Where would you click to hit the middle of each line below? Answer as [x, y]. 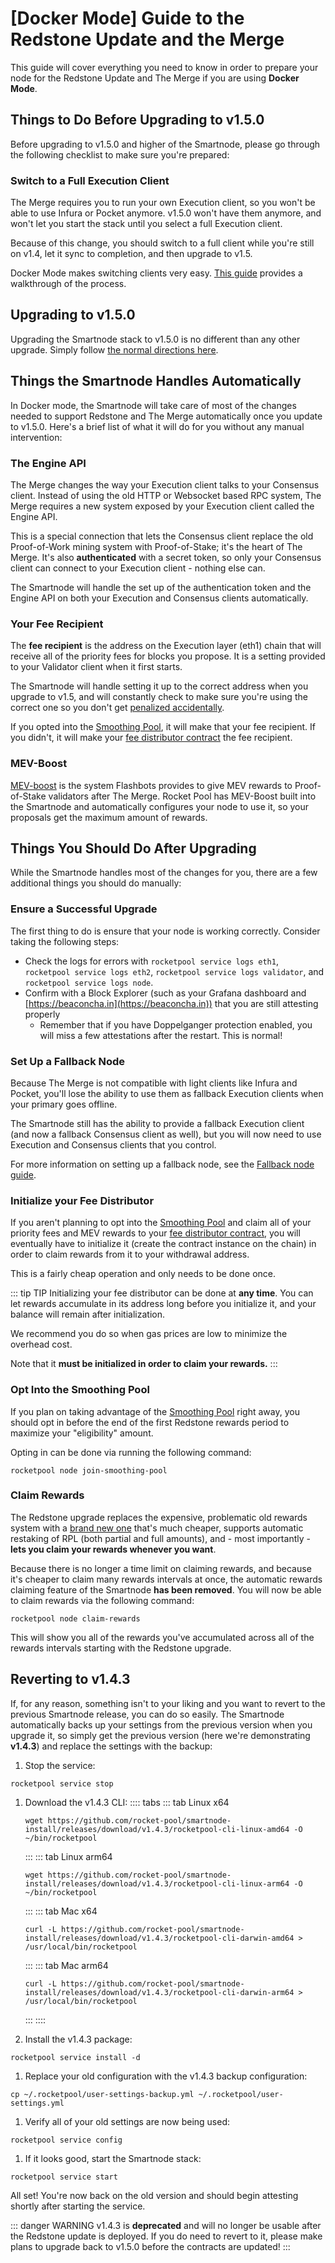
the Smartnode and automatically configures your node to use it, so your [160, 806]
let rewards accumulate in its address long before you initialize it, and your [163, 1304]
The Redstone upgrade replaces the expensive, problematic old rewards [159, 1517]
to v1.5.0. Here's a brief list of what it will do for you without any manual [157, 426]
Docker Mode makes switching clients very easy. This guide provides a [156, 273]
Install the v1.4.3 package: [78, 2039]
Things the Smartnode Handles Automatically [156, 381]
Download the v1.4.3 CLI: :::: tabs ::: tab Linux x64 [127, 1802]
